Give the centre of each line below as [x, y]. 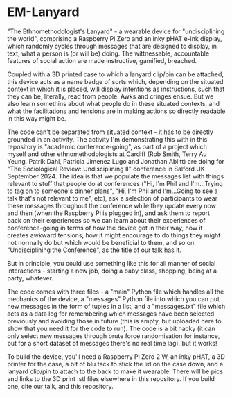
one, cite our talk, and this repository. [60, 386]
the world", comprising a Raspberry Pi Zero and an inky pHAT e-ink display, [115, 38]
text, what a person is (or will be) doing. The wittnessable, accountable [108, 53]
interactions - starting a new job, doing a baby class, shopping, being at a [112, 271]
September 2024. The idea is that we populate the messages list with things [116, 176]
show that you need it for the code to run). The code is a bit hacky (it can [111, 328]
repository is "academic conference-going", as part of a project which [107, 146]
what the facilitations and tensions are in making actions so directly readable [116, 111]
